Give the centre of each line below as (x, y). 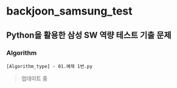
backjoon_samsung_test (69, 11)
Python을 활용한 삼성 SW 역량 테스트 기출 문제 (89, 35)
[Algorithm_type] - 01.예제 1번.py (50, 66)
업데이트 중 (34, 78)
